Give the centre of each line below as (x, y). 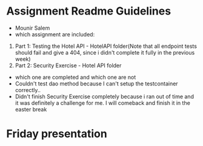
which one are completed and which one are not (75, 77)
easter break (31, 109)
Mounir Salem (32, 28)
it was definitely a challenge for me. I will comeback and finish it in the (103, 103)
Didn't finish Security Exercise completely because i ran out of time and (104, 96)
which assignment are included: (55, 34)
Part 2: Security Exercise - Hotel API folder (68, 65)
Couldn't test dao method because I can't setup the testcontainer (96, 84)
